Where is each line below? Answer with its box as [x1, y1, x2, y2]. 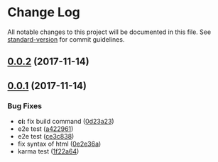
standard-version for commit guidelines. [7, 35, 125, 43]
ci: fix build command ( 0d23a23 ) [17, 117, 115, 126]
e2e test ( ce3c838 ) [17, 132, 75, 141]
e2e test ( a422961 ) [17, 125, 74, 133]
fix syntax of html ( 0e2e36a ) [17, 139, 102, 149]
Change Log [7, 4, 80, 21]
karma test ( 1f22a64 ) [17, 147, 80, 156]
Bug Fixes [7, 100, 43, 110]
